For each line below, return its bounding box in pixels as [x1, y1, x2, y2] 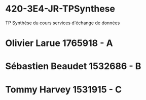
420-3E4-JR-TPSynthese [5, 3, 116, 15]
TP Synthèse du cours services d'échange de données [5, 20, 120, 26]
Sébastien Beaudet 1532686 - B [5, 61, 141, 72]
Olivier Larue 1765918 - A [5, 37, 113, 49]
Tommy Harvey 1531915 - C [5, 84, 122, 95]
